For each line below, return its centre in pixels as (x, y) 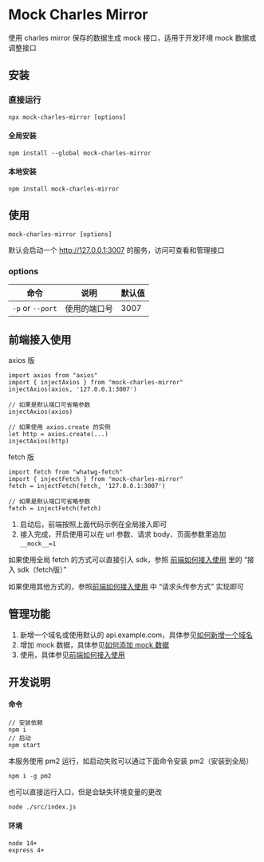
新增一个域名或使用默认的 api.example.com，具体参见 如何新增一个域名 (136, 635)
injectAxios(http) (39, 441)
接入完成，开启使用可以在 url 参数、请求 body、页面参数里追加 (123, 534)
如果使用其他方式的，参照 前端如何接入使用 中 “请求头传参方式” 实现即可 (126, 586)
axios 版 (22, 360)
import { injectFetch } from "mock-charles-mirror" (96, 479)
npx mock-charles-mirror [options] (67, 117)
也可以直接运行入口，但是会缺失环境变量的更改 (85, 792)
